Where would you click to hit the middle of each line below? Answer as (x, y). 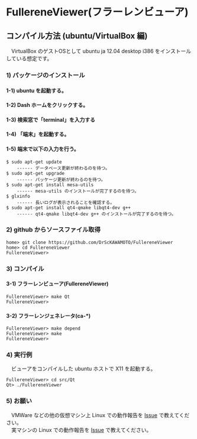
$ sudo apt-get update (34, 162)
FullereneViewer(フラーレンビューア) (97, 12)
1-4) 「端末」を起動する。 (38, 134)
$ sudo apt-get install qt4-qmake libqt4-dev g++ (69, 207)
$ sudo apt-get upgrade (35, 173)
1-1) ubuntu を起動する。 (36, 90)
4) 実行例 (19, 355)
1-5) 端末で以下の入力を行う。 (43, 149)
